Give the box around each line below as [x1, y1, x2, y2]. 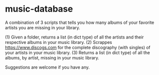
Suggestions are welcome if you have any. [5, 64, 90, 70]
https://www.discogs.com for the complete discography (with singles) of [5, 44, 151, 50]
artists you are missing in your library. [5, 24, 80, 30]
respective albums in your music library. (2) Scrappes [5, 39, 112, 45]
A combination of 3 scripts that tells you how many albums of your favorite [5, 19, 155, 25]
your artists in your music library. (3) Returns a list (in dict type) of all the [5, 50, 150, 56]
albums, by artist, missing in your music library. [5, 55, 100, 60]
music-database [5, 3, 73, 15]
